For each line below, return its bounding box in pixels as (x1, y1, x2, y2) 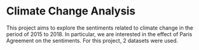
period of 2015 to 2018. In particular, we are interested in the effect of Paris (6, 30, 192, 37)
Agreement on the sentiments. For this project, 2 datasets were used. (6, 37, 178, 44)
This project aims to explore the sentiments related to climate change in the (6, 24, 194, 31)
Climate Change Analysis (6, 4, 136, 18)
